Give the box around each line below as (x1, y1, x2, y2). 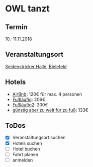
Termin (5, 23, 28, 31)
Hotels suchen (12, 140, 42, 146)
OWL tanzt (5, 3, 50, 14)
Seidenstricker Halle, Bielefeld (5, 63, 67, 70)
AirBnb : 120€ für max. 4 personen (12, 91, 82, 97)
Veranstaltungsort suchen (12, 135, 66, 141)
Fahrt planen (12, 151, 39, 157)
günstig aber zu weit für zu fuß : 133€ (12, 107, 89, 113)
